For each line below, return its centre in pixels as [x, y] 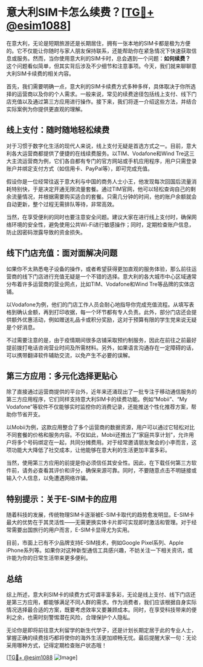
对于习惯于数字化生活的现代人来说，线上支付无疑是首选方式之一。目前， [96, 145]
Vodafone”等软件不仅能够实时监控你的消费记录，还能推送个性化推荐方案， [99, 407]
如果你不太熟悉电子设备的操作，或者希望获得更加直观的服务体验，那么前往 [99, 269]
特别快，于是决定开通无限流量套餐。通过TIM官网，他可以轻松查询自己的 [101, 189]
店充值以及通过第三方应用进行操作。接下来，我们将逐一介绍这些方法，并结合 [101, 101]
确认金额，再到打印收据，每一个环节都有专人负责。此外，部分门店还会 [104, 312]
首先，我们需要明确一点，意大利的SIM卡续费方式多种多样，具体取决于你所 [98, 86]
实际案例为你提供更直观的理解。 [46, 109]
